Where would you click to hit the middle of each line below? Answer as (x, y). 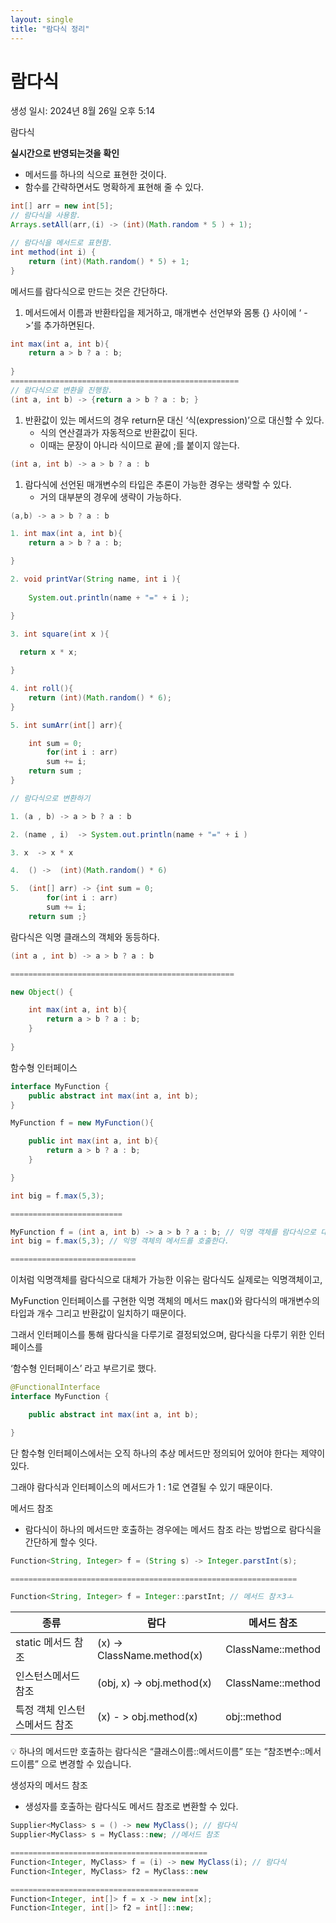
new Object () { (42, 992)
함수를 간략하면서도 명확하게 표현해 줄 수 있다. (114, 187)
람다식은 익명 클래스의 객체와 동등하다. (85, 937)
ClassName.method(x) (149, 1656)
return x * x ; (48, 652)
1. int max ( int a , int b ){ (66, 534)
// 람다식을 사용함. (46, 216)
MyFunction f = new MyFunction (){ (82, 1123)
